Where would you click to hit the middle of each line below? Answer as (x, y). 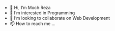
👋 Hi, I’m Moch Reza (30, 8)
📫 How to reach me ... (32, 24)
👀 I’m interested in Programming (42, 13)
